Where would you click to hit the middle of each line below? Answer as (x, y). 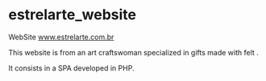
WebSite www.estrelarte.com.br (61, 37)
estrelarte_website (73, 15)
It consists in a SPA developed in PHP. (71, 68)
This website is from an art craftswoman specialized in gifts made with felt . (134, 52)
